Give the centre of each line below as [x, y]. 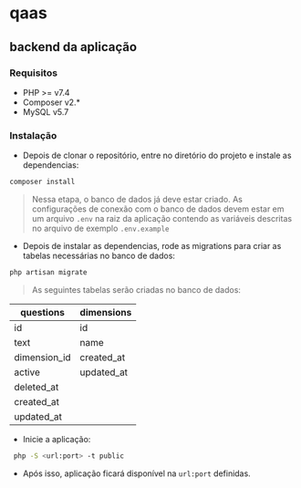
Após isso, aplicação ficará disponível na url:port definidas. [136, 473]
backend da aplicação [73, 47]
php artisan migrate [49, 273]
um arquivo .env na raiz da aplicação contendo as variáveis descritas [162, 219]
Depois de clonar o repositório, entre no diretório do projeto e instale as [157, 156]
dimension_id [42, 357]
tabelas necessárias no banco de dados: [99, 256]
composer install [42, 182]
